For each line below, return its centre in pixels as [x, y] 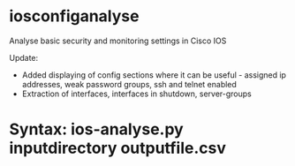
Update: [24, 57]
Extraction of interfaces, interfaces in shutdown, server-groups [136, 94]
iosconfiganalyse [74, 16]
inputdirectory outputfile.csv [118, 148]
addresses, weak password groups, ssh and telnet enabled [129, 84]
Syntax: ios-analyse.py [96, 129]
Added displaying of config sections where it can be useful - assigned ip [154, 75]
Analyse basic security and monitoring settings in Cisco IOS [118, 41]
